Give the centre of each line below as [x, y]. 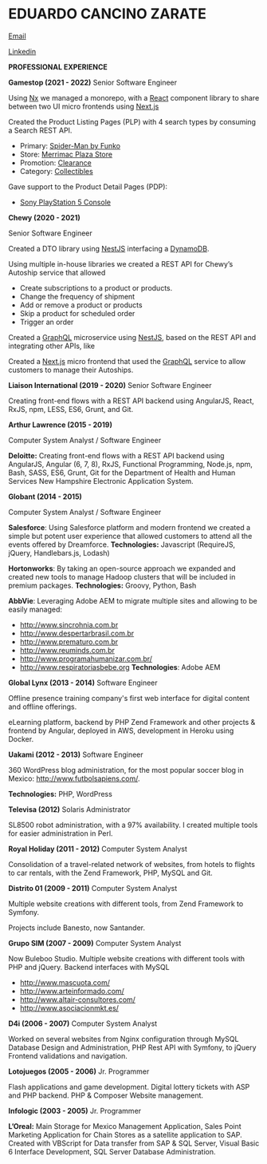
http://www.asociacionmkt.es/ [69, 1008]
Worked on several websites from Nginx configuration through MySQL [124, 1039]
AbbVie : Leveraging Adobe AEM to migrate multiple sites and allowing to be [133, 600]
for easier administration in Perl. [61, 833]
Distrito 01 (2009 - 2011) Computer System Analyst [93, 888]
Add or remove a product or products [81, 305]
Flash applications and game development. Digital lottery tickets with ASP [129, 1087]
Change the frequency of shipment [77, 296]
